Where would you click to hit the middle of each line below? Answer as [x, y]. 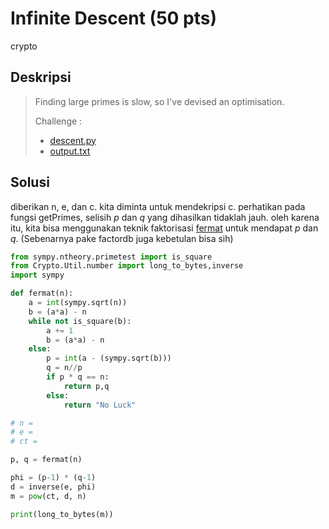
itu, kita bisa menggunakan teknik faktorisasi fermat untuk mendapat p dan [164, 228]
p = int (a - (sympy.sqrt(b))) [109, 358]
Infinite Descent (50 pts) [114, 18]
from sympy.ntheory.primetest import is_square [111, 257]
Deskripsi [41, 77]
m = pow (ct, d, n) [48, 496]
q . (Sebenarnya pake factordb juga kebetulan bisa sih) [122, 238]
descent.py [73, 140]
